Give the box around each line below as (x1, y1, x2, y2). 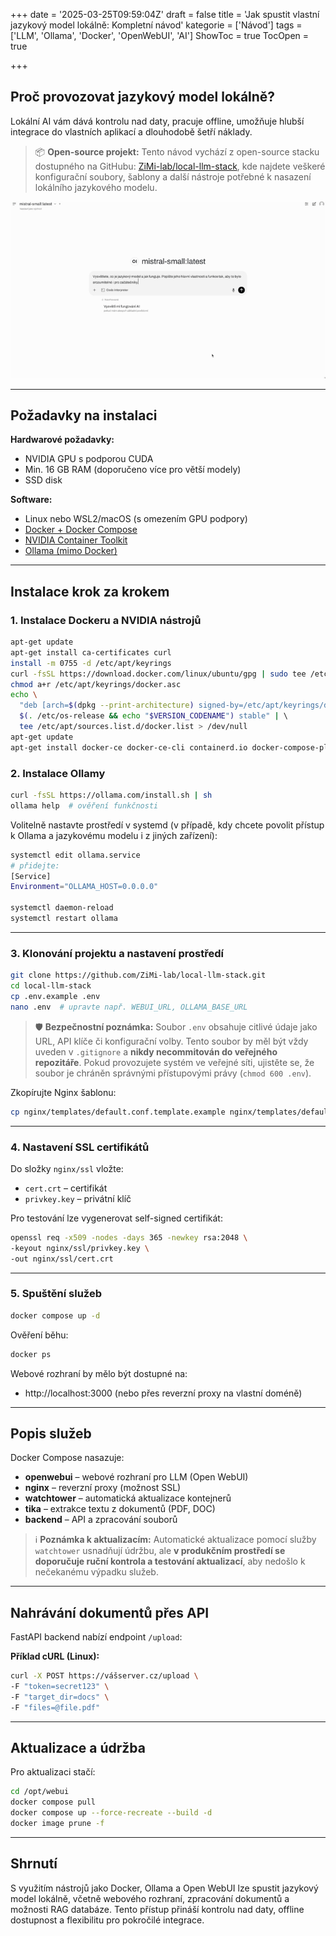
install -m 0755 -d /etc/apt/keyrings (10, 658, 172, 668)
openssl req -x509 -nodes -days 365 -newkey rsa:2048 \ (10, 1232, 248, 1243)
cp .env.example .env (10, 991, 101, 1001)
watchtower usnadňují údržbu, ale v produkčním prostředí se (34, 1545, 286, 1557)
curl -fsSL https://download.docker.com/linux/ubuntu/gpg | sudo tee (10, 669, 307, 679)
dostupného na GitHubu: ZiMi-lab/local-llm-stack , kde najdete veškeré (34, 160, 326, 172)
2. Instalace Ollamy (10, 766, 106, 780)
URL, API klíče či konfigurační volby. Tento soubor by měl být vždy (34, 1035, 309, 1047)
